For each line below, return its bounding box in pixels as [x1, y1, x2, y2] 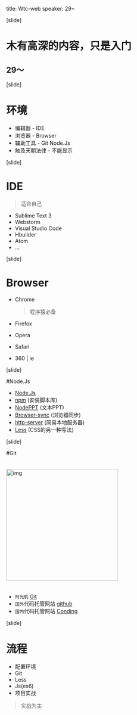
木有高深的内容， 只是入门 [6, 39, 132, 53]
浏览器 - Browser [14, 132, 57, 139]
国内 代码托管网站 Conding [14, 607, 78, 614]
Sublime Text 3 [14, 212, 52, 219]
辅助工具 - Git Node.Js [14, 139, 70, 147]
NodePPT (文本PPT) [14, 403, 64, 411]
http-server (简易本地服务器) [14, 418, 85, 425]
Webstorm [14, 218, 41, 225]
